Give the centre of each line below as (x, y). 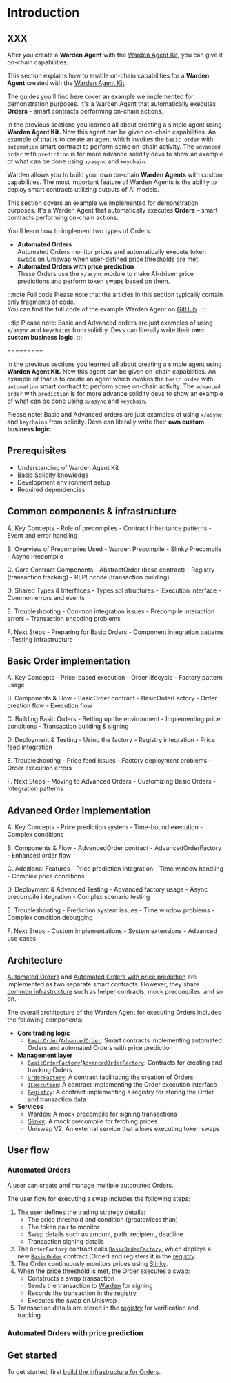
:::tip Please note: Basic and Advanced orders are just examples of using (110, 323)
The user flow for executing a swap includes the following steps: (99, 1198)
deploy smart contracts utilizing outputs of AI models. (83, 189)
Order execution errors (40, 768)
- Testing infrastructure (40, 639)
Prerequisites (37, 451)
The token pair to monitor (63, 1227)
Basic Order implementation (69, 661)
